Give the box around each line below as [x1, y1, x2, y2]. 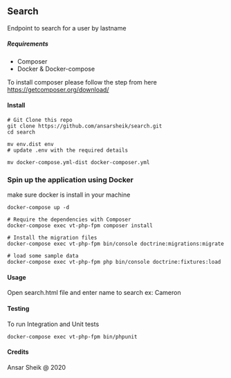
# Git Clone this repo [7, 116, 73, 123]
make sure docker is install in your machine [7, 190, 131, 199]
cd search [7, 128, 36, 136]
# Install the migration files [7, 235, 98, 242]
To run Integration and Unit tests [7, 320, 100, 328]
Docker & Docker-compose [17, 64, 95, 73]
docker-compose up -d [7, 204, 70, 211]
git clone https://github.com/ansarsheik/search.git [7, 123, 163, 129]
